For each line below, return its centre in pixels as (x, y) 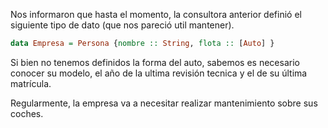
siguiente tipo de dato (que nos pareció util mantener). (122, 25)
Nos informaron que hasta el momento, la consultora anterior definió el (156, 14)
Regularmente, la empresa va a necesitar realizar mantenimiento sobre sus (164, 103)
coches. (27, 113)
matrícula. (31, 83)
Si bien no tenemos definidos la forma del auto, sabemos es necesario (155, 62)
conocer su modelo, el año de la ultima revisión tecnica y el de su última (159, 73)
